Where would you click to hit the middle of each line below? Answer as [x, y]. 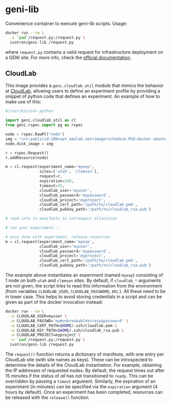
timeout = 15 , [52, 186]
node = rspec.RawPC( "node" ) [35, 134]
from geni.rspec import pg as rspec [44, 125]
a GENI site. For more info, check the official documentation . [68, 57]
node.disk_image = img [29, 143]
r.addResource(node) [27, 158]
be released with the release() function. [48, 397]
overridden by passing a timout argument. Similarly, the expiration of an [81, 381]
